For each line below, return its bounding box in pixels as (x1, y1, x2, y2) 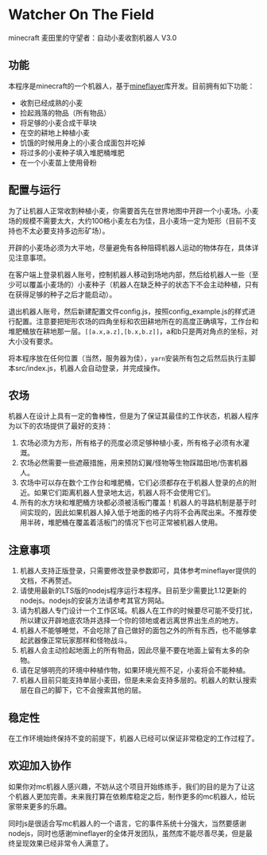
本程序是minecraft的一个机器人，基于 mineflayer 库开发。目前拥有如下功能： (8, 81, 255, 91)
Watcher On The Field (8, 6, 155, 24)
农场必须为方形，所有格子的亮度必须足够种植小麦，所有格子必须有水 (19, 438, 243, 447)
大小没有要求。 (8, 336, 57, 346)
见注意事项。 (8, 252, 50, 262)
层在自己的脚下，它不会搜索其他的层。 (19, 685, 145, 695)
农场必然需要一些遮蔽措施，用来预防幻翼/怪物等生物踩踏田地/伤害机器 (19, 458, 248, 467)
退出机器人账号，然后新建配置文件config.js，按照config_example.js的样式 (8, 306, 249, 316)
